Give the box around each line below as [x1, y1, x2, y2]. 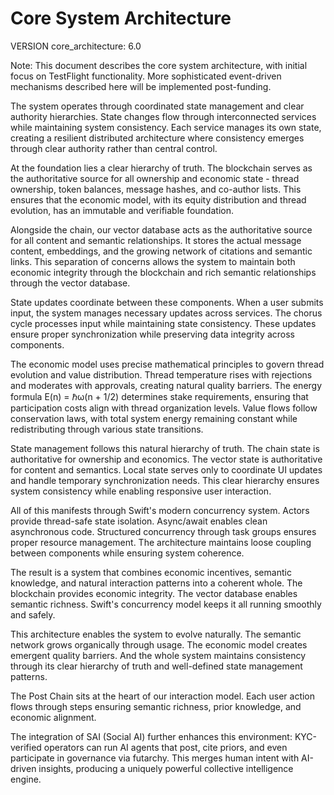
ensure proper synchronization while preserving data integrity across [10, 328, 295, 340]
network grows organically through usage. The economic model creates [10, 638, 308, 651]
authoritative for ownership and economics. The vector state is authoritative [10, 453, 323, 465]
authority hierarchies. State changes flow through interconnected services [10, 110, 317, 122]
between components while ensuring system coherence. [10, 547, 245, 559]
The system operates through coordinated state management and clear [10, 100, 305, 112]
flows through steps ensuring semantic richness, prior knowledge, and [10, 700, 302, 712]
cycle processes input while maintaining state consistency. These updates [10, 317, 317, 329]
